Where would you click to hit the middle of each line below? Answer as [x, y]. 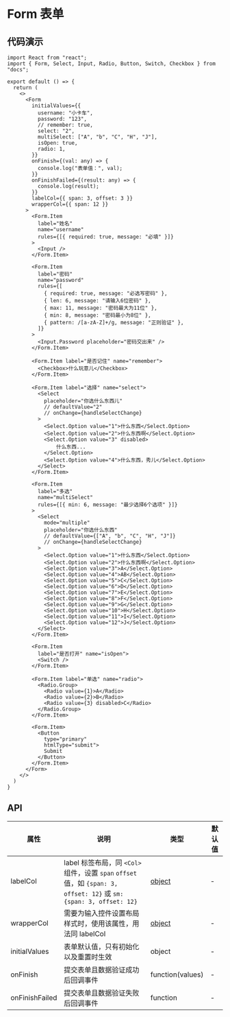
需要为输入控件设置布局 [102, 913]
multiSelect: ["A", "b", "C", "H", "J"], [97, 137]
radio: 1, [52, 149]
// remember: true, [65, 125]
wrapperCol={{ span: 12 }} [70, 204]
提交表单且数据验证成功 [102, 970]
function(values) [177, 974]
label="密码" [55, 274]
